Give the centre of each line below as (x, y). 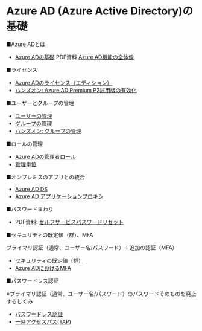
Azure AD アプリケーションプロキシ (59, 196)
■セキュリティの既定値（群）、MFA (50, 234)
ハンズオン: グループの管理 (48, 131)
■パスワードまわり (30, 209)
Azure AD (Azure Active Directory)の (100, 11)
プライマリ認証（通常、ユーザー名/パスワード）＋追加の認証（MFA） (92, 248)
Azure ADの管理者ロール (46, 156)
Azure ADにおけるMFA (43, 268)
